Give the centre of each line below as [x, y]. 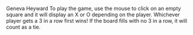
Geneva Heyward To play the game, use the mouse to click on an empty [94, 8]
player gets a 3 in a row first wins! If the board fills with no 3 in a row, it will [97, 21]
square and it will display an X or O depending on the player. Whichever [93, 15]
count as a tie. [23, 27]
